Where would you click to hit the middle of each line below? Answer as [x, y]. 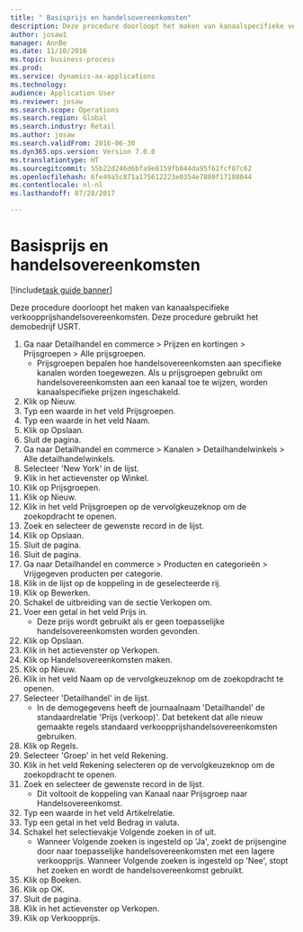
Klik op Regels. [51, 746]
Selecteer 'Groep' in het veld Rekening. [96, 755]
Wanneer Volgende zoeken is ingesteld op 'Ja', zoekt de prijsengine [161, 841]
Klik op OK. [44, 889]
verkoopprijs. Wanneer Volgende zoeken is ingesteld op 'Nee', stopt [162, 860]
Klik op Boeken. [52, 880]
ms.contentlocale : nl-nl [57, 185]
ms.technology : [39, 85]
